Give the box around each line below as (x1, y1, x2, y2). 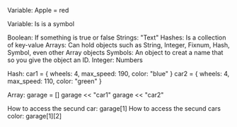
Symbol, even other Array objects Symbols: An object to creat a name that (7, 49, 224, 56)
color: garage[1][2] (7, 112, 62, 120)
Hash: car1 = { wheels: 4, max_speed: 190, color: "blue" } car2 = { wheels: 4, (7, 70, 230, 78)
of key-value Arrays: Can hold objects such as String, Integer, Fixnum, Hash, (7, 41, 230, 49)
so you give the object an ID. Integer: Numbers (7, 56, 143, 64)
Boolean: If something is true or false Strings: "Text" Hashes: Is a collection (7, 33, 226, 42)
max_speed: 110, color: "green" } (7, 77, 103, 85)
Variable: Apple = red (7, 6, 69, 14)
